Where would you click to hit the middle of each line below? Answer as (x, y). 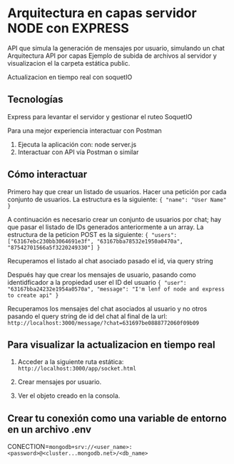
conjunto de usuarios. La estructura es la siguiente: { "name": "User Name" (117, 199)
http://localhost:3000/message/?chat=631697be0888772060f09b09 (103, 323)
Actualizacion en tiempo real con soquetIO (70, 77)
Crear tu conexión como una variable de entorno (117, 418)
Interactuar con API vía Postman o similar (78, 152)
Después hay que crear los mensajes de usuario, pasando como (102, 274)
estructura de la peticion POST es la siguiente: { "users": (92, 234)
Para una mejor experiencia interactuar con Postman (85, 131)
